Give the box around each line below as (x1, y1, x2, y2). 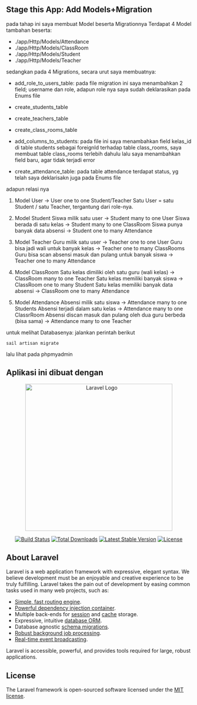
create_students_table (14, 103, 69, 111)
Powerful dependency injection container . (14, 604, 116, 611)
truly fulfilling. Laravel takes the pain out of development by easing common (6, 581, 191, 588)
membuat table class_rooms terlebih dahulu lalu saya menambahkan (14, 150, 181, 157)
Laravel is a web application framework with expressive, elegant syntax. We (6, 568, 190, 576)
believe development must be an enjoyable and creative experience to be (6, 574, 184, 581)
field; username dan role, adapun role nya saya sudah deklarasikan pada (14, 85, 191, 93)
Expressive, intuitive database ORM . (14, 617, 102, 624)
